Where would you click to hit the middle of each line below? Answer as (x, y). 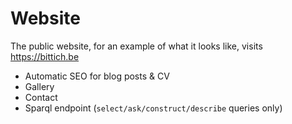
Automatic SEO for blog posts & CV (97, 76)
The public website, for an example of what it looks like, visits (136, 46)
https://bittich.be (45, 56)
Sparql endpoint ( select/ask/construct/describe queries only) (153, 108)
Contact (41, 97)
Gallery (39, 86)
